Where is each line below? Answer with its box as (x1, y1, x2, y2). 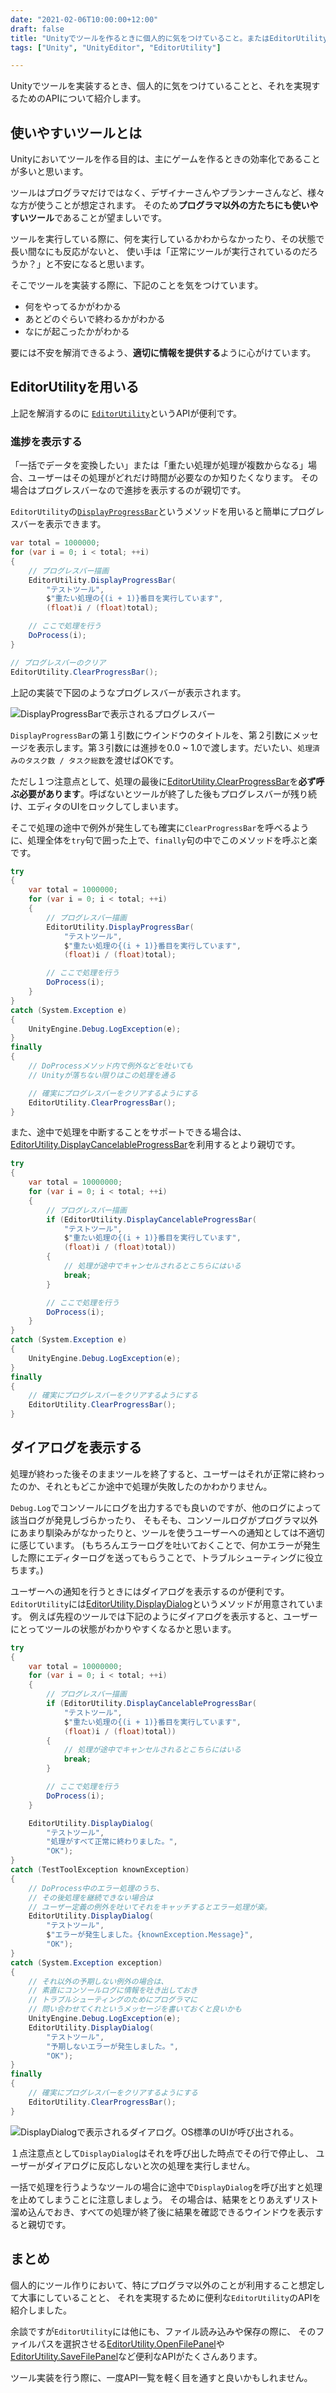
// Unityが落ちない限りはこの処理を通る (28, 1070, 177, 1080)
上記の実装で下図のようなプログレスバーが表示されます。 (10, 686, 247, 698)
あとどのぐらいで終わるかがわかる (24, 313, 166, 325)
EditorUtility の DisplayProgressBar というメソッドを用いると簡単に (10, 506, 290, 518)
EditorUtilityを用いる (10, 379, 140, 396)
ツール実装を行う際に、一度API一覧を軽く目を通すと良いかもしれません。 (10, 2371, 313, 2383)
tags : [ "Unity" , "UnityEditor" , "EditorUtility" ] (10, 42, 222, 53)
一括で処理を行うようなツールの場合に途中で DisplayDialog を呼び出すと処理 (10, 2181, 323, 2193)
